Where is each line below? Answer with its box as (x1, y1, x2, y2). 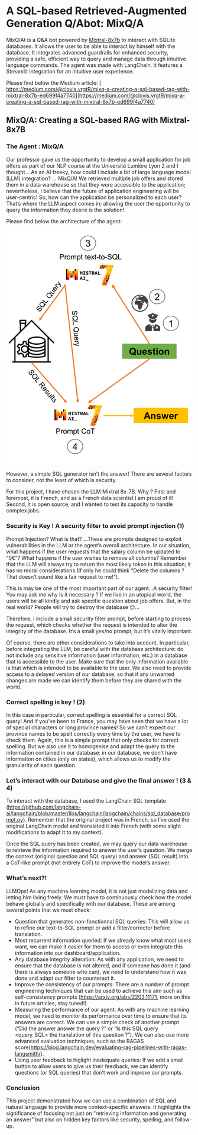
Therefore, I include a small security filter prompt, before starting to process (6, 615, 191, 622)
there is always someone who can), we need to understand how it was (14, 968, 187, 975)
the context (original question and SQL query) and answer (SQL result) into (6, 853, 189, 860)
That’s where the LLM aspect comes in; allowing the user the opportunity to (6, 200, 190, 207)
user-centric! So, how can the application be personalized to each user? (6, 194, 182, 201)
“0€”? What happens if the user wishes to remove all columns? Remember (6, 554, 187, 561)
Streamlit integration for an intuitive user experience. (6, 68, 134, 75)
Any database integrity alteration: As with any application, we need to (14, 956, 184, 963)
